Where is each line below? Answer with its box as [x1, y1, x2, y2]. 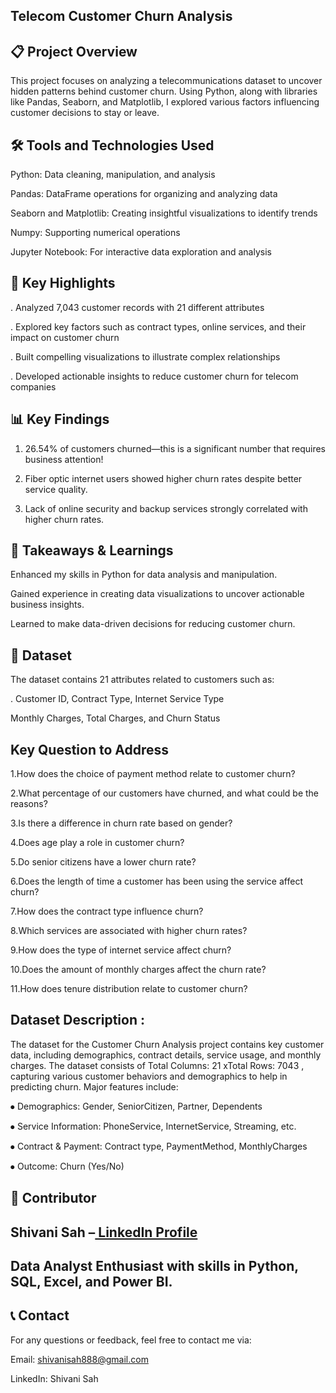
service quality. [24, 483, 88, 495]
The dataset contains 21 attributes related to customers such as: [10, 674, 275, 686]
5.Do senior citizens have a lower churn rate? [10, 856, 197, 868]
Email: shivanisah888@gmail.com [10, 1353, 149, 1365]
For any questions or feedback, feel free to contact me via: [10, 1334, 252, 1346]
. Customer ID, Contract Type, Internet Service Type [10, 693, 225, 705]
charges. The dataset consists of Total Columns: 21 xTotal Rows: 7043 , [10, 1059, 305, 1071]
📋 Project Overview [10, 43, 138, 60]
